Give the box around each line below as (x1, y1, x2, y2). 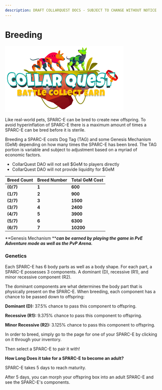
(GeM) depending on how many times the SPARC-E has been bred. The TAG (5, 141, 157, 147)
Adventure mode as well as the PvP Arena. (5, 241, 93, 246)
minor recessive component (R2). (5, 274, 72, 280)
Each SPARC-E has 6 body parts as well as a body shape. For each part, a (5, 263, 152, 269)
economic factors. (5, 152, 42, 158)
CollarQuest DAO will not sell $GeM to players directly (12, 161, 119, 167)
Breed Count (7, 177, 33, 183)
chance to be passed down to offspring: (5, 293, 85, 299)
